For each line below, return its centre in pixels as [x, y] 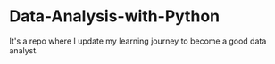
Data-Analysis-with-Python [115, 16]
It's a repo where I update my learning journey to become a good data [138, 41]
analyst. [24, 50]
